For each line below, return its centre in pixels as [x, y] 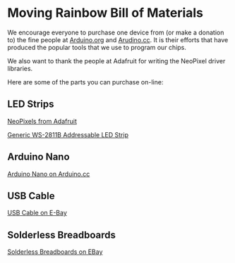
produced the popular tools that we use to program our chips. [97, 47]
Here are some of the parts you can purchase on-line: [85, 82]
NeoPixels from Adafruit [42, 121]
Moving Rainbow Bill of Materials [105, 13]
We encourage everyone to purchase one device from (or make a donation [116, 32]
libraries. [20, 68]
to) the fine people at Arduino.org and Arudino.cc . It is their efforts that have [118, 39]
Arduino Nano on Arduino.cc [49, 174]
